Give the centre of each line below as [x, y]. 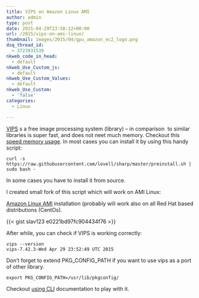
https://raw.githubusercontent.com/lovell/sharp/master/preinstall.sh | [99, 164]
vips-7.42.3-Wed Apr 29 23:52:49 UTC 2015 [60, 249]
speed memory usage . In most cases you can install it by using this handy [97, 141]
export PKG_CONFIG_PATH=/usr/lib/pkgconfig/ [63, 278]
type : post [20, 23]
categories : [21, 101]
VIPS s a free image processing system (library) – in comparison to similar [98, 129]
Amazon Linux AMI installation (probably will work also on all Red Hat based [100, 203]
